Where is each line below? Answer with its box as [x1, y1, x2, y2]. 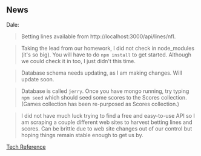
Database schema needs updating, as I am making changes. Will [21, 69, 183, 76]
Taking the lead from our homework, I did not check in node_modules [21, 44, 195, 52]
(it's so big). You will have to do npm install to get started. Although [21, 51, 192, 58]
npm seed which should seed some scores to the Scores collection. [21, 93, 187, 101]
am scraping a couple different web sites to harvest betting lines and [21, 118, 193, 126]
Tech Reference [6, 143, 46, 151]
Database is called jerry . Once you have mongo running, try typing [21, 87, 189, 95]
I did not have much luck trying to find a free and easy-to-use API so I [21, 112, 196, 119]
